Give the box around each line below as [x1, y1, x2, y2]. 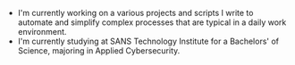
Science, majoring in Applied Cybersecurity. [17, 45, 181, 56]
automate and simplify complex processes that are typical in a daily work [17, 17, 287, 28]
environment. [17, 27, 67, 37]
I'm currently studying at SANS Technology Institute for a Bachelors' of [17, 36, 280, 46]
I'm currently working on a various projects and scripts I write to [17, 8, 254, 18]
